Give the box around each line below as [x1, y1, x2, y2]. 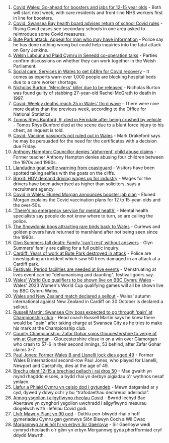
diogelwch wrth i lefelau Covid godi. [13, 405, 88, 411]
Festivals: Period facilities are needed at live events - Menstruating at [13, 266, 156, 272]
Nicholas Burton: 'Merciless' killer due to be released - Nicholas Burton [13, 85, 160, 90]
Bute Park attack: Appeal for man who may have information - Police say [13, 36, 164, 42]
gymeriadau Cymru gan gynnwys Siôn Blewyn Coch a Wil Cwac [13, 416, 145, 422]
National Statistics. [13, 111, 52, 117]
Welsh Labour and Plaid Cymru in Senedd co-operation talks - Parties [13, 52, 157, 58]
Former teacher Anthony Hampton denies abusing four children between [13, 154, 164, 160]
